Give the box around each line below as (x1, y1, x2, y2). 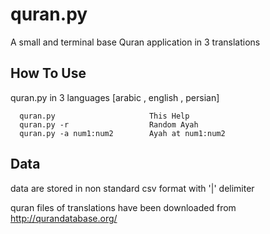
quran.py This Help (19, 111, 190, 121)
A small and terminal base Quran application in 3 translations (10, 36, 261, 48)
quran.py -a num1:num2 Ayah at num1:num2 (19, 128, 226, 138)
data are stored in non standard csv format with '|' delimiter (10, 182, 255, 194)
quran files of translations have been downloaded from (10, 201, 237, 213)
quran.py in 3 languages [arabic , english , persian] (10, 91, 220, 103)
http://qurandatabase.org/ (10, 212, 118, 224)
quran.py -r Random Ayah (19, 119, 199, 130)
